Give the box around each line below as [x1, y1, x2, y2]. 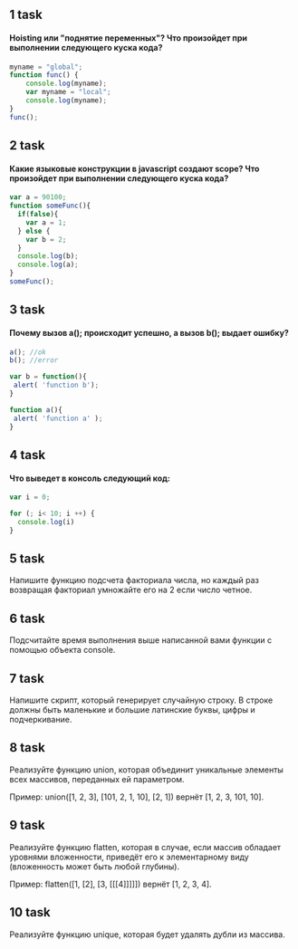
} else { [17, 226, 51, 235]
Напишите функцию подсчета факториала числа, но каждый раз [9, 575, 260, 586]
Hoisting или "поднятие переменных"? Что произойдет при [9, 32, 247, 43]
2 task [9, 138, 45, 153]
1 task [9, 7, 43, 23]
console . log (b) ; [17, 252, 79, 261]
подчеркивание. [9, 714, 72, 725]
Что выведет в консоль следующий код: [9, 473, 170, 484]
